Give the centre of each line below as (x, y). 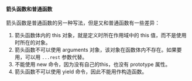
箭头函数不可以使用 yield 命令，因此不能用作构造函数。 (81, 72)
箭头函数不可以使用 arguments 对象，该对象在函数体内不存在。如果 (95, 50)
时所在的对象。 (32, 43)
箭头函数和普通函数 (29, 9)
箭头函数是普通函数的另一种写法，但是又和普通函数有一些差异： (83, 23)
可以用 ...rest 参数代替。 (56, 57)
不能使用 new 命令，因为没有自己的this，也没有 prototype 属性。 (92, 65)
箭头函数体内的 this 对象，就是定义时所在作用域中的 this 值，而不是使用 (100, 36)
